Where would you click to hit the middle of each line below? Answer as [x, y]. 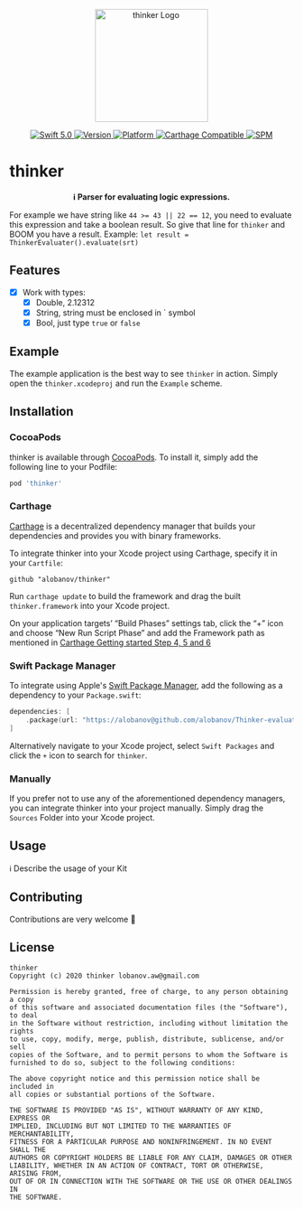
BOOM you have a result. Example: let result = [99, 234]
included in [32, 1087]
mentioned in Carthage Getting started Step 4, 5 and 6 [110, 642]
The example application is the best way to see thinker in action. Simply [143, 373]
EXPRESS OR [30, 1119]
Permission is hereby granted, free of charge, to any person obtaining [149, 992]
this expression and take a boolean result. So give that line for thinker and [147, 224]
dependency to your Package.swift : [75, 695]
